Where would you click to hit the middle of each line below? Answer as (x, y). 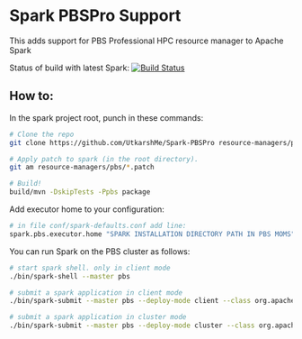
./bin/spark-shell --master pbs (70, 276)
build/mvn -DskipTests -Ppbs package (80, 192)
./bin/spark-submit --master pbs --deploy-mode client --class (130, 301)
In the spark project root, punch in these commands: (107, 117)
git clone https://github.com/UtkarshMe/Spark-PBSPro (112, 142)
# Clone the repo (42, 134)
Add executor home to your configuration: (87, 209)
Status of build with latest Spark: (70, 68)
